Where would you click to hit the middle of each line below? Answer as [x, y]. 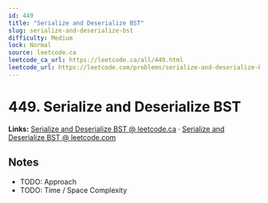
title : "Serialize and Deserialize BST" [77, 23]
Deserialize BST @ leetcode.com [62, 137]
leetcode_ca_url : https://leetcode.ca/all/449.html [96, 61]
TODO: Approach [48, 182]
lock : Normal [30, 45]
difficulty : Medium [41, 38]
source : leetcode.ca [43, 53]
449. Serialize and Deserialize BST [125, 106]
